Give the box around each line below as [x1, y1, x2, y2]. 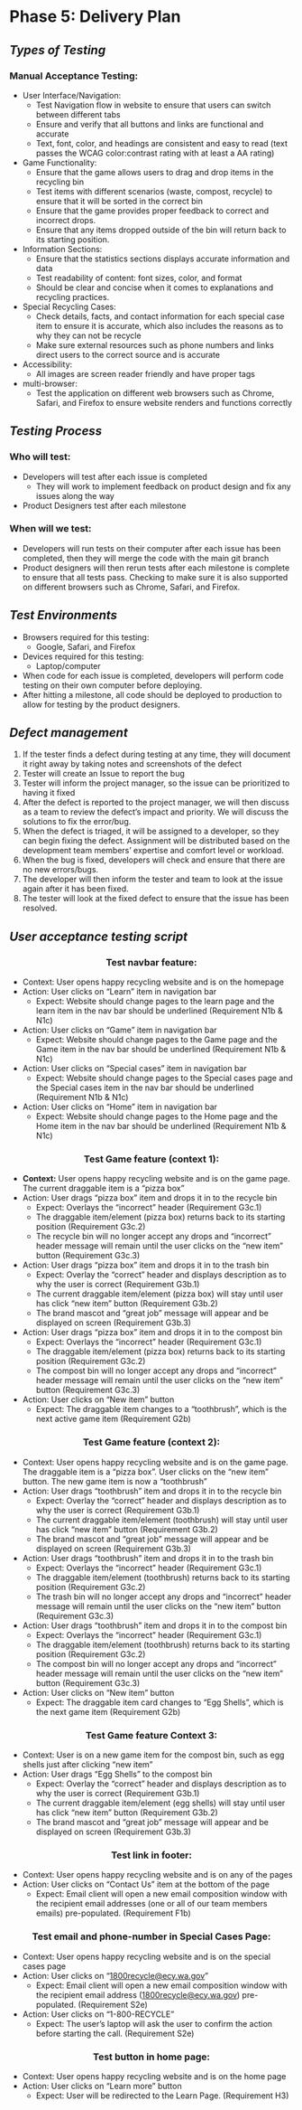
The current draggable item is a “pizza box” [22, 1182, 185, 1194]
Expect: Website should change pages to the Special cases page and [35, 1073, 293, 1084]
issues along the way [35, 490, 114, 501]
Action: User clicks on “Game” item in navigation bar [22, 1024, 218, 1036]
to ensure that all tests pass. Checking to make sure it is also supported [22, 571, 288, 582]
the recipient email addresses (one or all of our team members [35, 1898, 268, 1909]
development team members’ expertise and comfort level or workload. [22, 845, 284, 856]
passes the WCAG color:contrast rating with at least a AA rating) [35, 147, 275, 158]
